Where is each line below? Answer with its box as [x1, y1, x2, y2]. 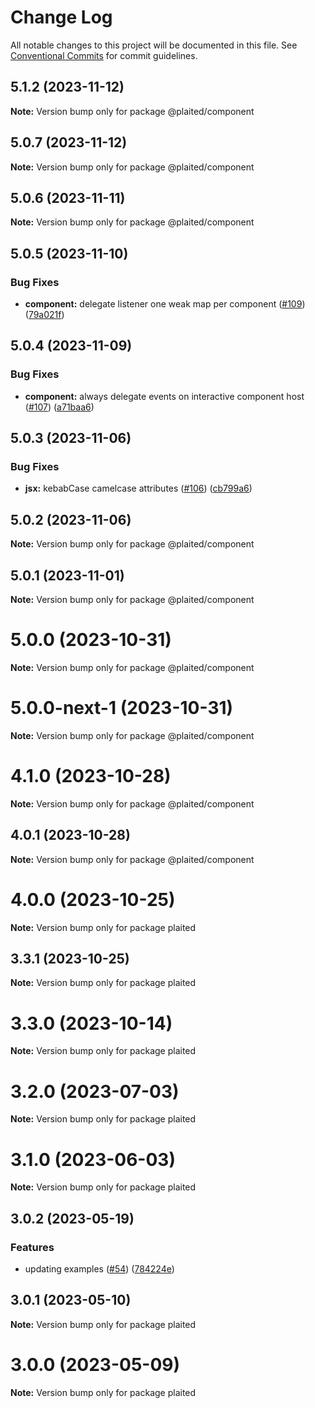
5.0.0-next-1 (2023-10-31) [10, 697, 234, 720]
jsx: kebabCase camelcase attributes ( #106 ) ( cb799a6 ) [24, 482, 253, 495]
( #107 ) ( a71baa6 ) [24, 401, 95, 413]
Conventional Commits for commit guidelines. [10, 49, 198, 61]
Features [10, 1240, 55, 1254]
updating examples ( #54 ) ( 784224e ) [24, 1262, 175, 1275]
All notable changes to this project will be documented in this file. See [10, 39, 298, 51]
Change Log [10, 6, 113, 29]
